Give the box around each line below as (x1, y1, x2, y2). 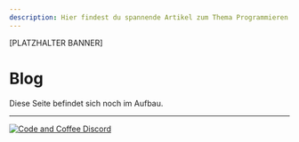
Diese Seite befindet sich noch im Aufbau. (9, 98, 164, 108)
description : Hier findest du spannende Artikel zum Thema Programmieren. (9, 12, 293, 22)
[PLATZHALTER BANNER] (9, 37, 103, 48)
